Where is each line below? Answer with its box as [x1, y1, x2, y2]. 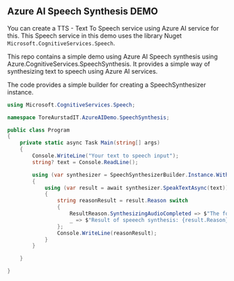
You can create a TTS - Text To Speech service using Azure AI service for [7, 24, 219, 32]
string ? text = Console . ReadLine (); [32, 159, 139, 166]
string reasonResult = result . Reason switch [56, 198, 189, 204]
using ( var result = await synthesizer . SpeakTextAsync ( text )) [44, 184, 229, 191]
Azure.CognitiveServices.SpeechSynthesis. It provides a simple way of [7, 59, 210, 68]
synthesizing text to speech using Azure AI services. [7, 67, 158, 75]
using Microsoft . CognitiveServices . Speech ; [7, 101, 136, 109]
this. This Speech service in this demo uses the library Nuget [7, 31, 182, 40]
